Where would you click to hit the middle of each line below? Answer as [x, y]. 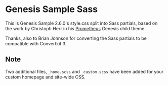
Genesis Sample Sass [52, 9]
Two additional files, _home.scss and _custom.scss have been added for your [84, 71]
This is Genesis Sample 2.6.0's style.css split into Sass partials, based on [81, 23]
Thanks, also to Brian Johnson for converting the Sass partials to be [76, 38]
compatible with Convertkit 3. [36, 43]
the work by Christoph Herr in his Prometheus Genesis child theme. [75, 28]
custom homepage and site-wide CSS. [46, 77]
